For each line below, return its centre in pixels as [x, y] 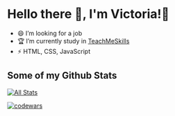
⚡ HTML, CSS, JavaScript [54, 51]
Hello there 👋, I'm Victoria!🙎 [89, 14]
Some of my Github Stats [62, 76]
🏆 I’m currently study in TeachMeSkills [73, 41]
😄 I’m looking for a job [50, 33]
